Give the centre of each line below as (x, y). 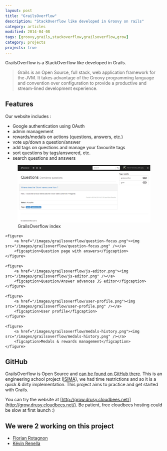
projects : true (21, 48)
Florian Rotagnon (30, 438)
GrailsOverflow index (39, 226)
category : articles (25, 27)
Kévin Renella (26, 443)
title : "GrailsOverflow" (31, 16)
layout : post (19, 11)
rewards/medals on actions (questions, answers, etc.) (68, 137)
